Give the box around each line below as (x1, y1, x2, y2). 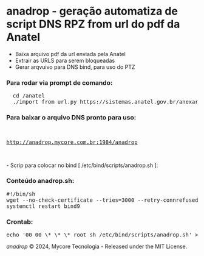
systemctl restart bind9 (6, 202, 80, 210)
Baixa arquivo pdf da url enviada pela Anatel (15, 50, 126, 57)
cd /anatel (12, 93, 46, 99)
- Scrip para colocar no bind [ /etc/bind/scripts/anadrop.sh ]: (6, 162, 158, 169)
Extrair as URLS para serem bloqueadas (15, 57, 115, 64)
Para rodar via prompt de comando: (6, 78, 113, 87)
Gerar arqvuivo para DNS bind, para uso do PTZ (15, 63, 135, 71)
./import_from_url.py (12, 99, 77, 105)
